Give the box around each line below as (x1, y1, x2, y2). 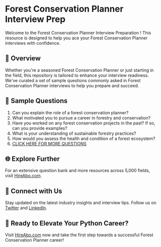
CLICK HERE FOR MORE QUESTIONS (12, 141, 87, 146)
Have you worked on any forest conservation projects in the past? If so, (12, 120, 156, 126)
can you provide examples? (12, 125, 68, 131)
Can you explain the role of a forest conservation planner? (12, 109, 129, 115)
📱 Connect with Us (5, 187, 62, 195)
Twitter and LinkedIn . (5, 205, 47, 211)
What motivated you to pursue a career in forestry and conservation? (12, 115, 151, 121)
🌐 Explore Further (5, 155, 60, 163)
